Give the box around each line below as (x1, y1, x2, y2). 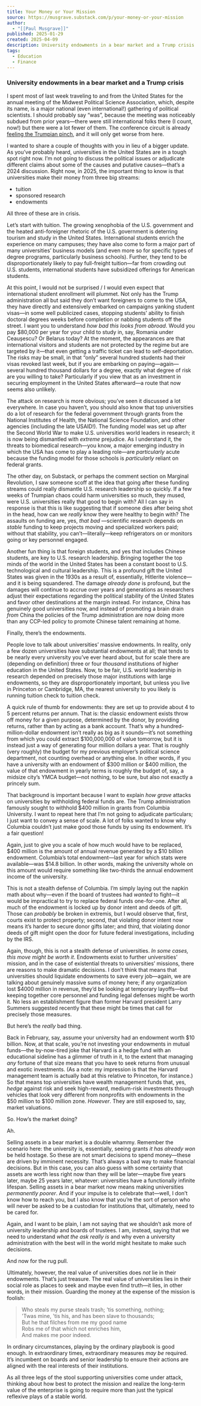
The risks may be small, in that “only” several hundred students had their (7, 354, 186, 361)
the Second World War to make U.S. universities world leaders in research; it (7, 429, 195, 436)
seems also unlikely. (7, 386, 56, 393)
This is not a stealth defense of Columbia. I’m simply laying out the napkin (7, 884, 188, 892)
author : (7, 20, 26, 26)
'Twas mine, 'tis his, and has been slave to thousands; (21, 1312, 155, 1319)
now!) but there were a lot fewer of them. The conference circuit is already (7, 124, 190, 131)
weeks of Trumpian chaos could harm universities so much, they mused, (7, 492, 186, 499)
